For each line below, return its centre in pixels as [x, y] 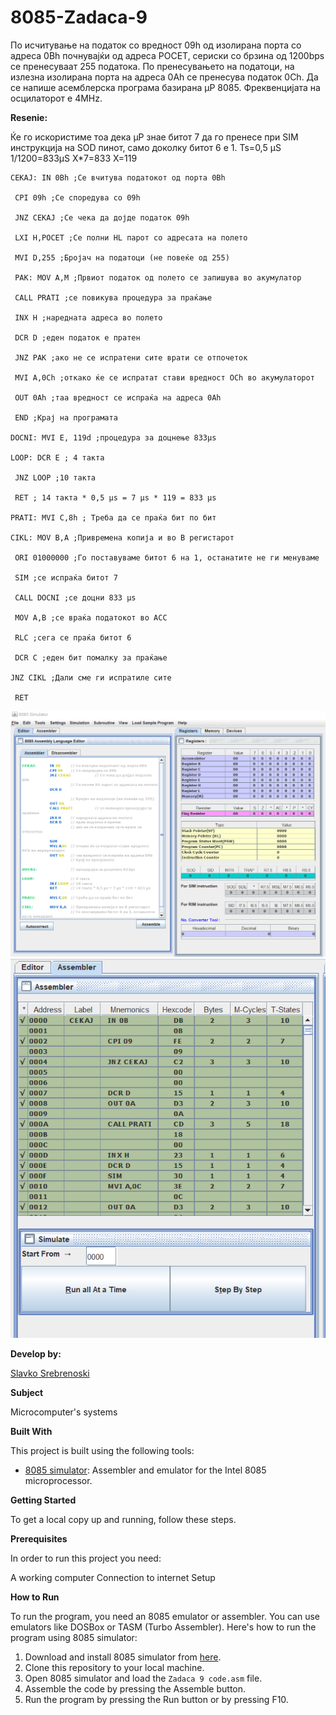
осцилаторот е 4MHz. [56, 98]
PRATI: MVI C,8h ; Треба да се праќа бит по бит [113, 517]
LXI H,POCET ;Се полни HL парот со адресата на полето [131, 237]
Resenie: [29, 117]
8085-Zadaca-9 [79, 17]
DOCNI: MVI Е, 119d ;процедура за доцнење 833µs [113, 437]
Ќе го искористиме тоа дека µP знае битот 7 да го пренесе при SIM [154, 137]
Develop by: [36, 1353]
